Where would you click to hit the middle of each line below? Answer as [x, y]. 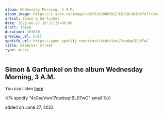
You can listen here [24, 89]
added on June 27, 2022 [30, 107]
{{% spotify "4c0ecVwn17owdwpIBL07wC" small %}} [58, 98]
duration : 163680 [23, 32]
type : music [17, 50]
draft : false [18, 28]
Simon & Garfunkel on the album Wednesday [74, 69]
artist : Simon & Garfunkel [32, 18]
